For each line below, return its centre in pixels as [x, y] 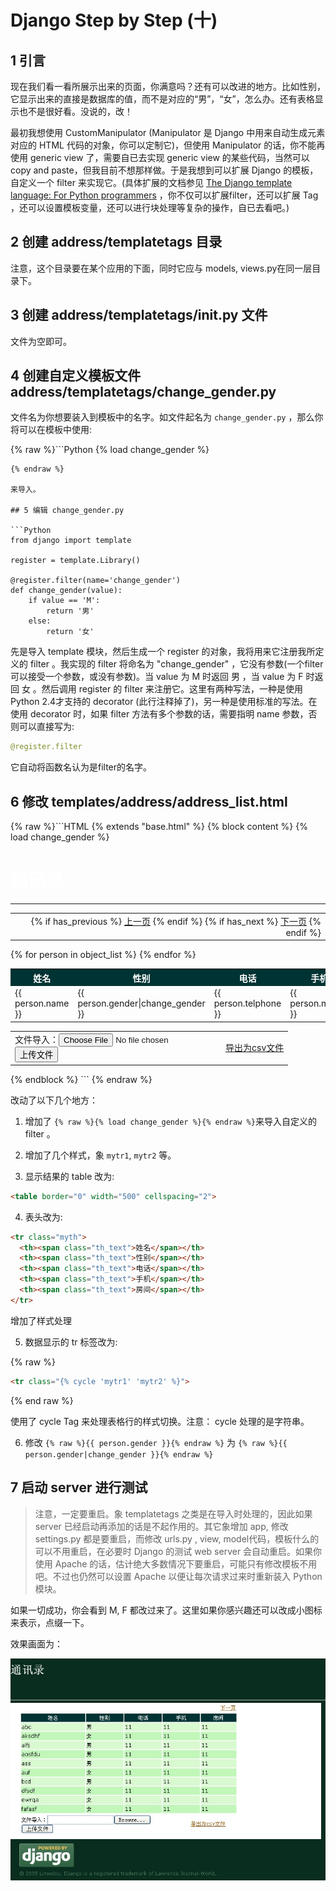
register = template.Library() [75, 561]
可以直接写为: [46, 727]
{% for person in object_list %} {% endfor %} [103, 955]
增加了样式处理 [41, 1320]
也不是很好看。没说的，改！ [75, 111]
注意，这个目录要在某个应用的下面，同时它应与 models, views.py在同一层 [161, 268]
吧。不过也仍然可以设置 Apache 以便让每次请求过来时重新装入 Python [178, 1576]
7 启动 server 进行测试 [79, 1487]
